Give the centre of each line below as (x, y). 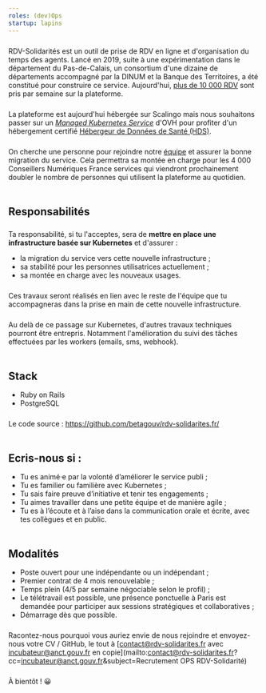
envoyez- (235, 635)
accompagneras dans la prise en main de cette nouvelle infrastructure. (125, 304)
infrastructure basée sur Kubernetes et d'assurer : (93, 242)
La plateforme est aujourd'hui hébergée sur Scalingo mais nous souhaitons (132, 114)
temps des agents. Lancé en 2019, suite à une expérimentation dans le (124, 59)
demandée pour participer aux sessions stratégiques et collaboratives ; (137, 606)
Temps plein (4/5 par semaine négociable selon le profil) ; (115, 589)
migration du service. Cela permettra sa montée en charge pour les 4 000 (130, 160)
